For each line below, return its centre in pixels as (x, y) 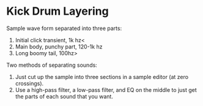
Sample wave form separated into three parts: (64, 28)
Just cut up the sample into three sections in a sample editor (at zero (102, 77)
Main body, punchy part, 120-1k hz (59, 47)
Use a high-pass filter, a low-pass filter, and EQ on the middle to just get (106, 89)
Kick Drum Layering (57, 11)
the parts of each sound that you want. (64, 96)
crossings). (29, 83)
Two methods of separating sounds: (52, 65)
